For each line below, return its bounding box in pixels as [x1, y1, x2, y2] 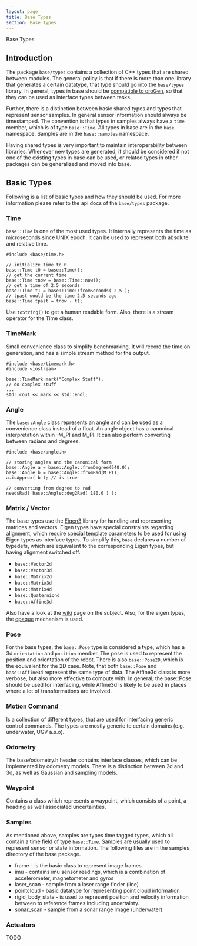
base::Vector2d [14, 562, 52, 567]
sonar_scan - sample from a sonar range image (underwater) [14, 906, 163, 913]
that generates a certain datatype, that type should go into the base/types [6, 81, 185, 89]
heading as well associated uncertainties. [6, 804, 106, 811]
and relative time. [6, 240, 48, 247]
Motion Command [6, 702, 59, 710]
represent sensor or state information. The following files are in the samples [6, 844, 190, 851]
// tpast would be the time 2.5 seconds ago [6, 293, 117, 299]
